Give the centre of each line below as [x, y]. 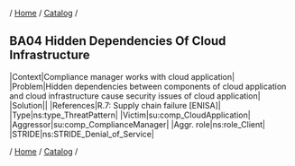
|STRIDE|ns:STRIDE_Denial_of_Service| [82, 134]
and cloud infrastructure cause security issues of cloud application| [135, 96]
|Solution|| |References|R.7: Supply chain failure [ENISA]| [115, 105]
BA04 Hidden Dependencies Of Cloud [118, 41]
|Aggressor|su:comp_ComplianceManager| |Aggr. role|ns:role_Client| [138, 124]
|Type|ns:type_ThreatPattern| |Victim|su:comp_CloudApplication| [130, 115]
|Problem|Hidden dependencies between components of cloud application [148, 86]
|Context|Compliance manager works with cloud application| [122, 76]
